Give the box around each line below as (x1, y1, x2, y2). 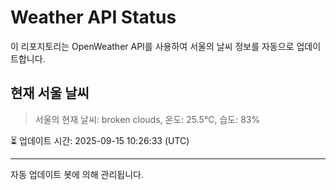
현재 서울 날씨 (10, 85, 90, 102)
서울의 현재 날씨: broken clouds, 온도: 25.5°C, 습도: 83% (34, 113, 261, 125)
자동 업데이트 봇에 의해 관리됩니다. (10, 168, 144, 180)
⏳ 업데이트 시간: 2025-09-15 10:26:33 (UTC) (10, 134, 190, 146)
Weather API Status (10, 6, 177, 29)
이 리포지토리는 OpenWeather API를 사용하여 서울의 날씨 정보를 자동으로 (10, 40, 295, 52)
